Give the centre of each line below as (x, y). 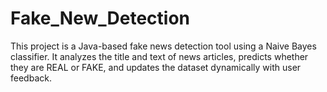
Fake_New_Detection (100, 18)
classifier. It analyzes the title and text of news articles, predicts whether (159, 56)
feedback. (31, 78)
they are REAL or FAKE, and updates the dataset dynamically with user (156, 67)
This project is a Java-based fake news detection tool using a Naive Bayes (163, 46)
